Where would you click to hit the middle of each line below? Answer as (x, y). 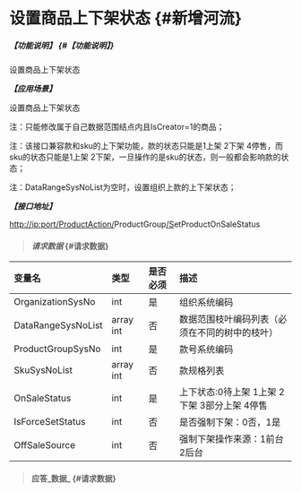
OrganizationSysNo (55, 302)
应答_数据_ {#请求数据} (73, 478)
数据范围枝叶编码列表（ (228, 319)
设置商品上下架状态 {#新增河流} (126, 18)
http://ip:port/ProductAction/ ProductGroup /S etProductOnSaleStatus (135, 224)
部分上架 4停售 (236, 406)
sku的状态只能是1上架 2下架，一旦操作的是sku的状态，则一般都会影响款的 (145, 157)
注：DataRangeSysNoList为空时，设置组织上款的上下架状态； (123, 187)
